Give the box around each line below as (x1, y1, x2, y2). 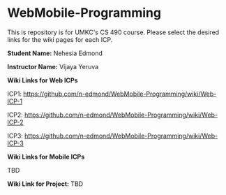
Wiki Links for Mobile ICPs (7, 152, 85, 161)
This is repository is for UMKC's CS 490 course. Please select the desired (7, 28, 220, 36)
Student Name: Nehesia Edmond (7, 49, 103, 57)
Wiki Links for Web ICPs (7, 75, 78, 85)
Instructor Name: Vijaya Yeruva (7, 62, 99, 71)
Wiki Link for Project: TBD (7, 180, 84, 188)
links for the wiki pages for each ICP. (7, 35, 113, 43)
